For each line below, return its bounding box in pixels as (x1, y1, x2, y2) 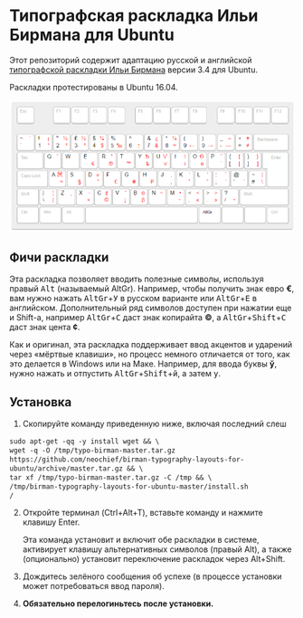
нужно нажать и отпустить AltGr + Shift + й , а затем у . (9, 368, 222, 379)
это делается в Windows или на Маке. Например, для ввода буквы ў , (9, 358, 278, 369)
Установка (9, 395, 72, 410)
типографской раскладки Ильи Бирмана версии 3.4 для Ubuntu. (9, 64, 258, 75)
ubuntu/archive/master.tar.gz (9, 464, 124, 473)
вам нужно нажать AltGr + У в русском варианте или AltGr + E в (9, 293, 258, 304)
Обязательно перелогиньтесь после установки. (22, 598, 214, 609)
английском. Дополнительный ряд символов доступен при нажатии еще (9, 302, 292, 313)
